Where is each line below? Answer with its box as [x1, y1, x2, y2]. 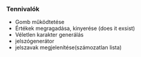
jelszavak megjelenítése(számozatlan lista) [15, 44, 122, 51]
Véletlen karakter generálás [15, 31, 84, 38]
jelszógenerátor [15, 38, 54, 45]
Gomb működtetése [15, 19, 65, 26]
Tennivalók [6, 5, 40, 13]
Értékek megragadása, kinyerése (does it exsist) [15, 25, 135, 32]
